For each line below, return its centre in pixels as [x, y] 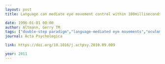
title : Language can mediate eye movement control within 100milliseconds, [84, 14]
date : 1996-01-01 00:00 [29, 23]
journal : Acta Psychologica [34, 36]
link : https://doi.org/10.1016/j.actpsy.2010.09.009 [60, 45]
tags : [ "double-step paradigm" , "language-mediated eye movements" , [76, 32]
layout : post [18, 9]
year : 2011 [16, 54]
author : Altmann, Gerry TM [33, 27]
